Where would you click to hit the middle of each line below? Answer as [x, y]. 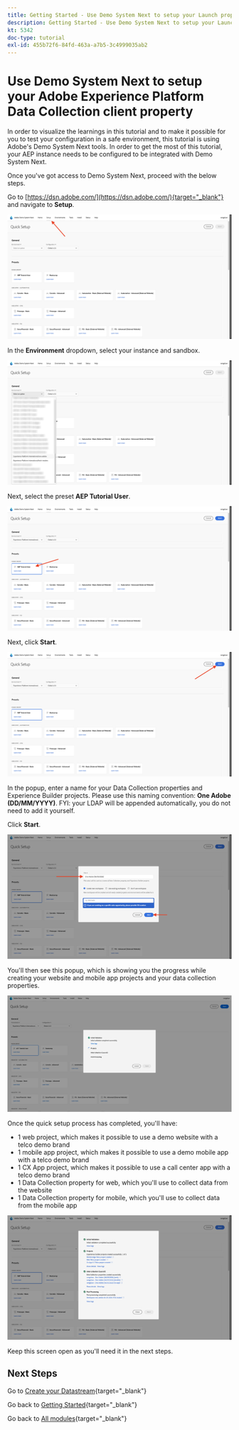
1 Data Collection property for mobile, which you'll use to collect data [119, 1197]
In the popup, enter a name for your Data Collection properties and [105, 788]
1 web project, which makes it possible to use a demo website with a [118, 1137]
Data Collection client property [100, 112]
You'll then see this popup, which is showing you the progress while [107, 970]
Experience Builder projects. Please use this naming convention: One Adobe [119, 796]
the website [35, 1190]
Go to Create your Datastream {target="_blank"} [77, 1391]
